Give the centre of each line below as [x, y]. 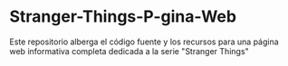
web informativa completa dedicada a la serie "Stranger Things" [129, 51]
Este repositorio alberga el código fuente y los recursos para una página [144, 42]
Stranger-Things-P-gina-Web [123, 17]
